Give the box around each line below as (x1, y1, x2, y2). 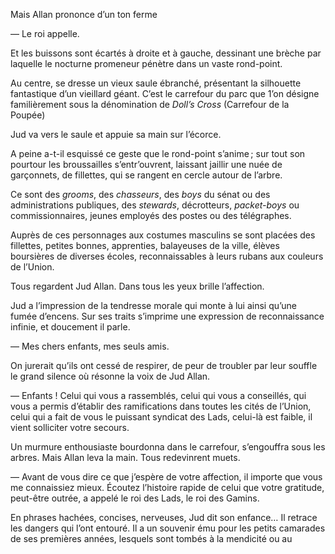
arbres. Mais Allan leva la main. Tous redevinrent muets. (10, 452, 241, 463)
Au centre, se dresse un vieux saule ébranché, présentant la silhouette (10, 77, 302, 89)
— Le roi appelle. (10, 28, 80, 39)
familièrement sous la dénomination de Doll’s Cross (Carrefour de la (10, 99, 290, 110)
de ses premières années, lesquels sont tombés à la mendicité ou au (10, 533, 293, 544)
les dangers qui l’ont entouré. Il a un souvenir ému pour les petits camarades (10, 522, 326, 534)
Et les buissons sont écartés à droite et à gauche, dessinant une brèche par (10, 47, 322, 59)
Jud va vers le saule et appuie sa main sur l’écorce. (10, 129, 222, 140)
